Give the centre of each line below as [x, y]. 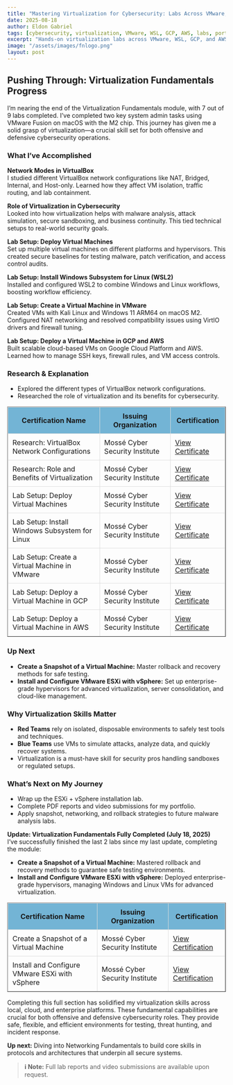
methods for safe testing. [53, 674]
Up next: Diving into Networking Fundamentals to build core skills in [104, 1045]
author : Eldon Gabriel [40, 26]
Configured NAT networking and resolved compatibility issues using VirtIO [113, 320]
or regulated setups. [46, 766]
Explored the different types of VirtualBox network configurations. [111, 388]
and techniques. [40, 736]
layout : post [26, 53]
